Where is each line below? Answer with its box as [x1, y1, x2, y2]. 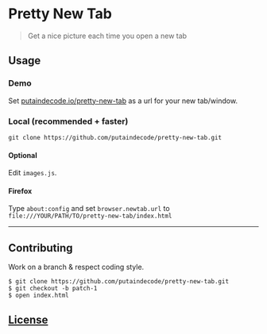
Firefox [8, 186, 33, 195]
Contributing [8, 241, 73, 255]
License [8, 313, 48, 326]
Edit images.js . [8, 168, 57, 178]
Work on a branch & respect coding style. [8, 263, 145, 272]
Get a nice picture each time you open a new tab [27, 31, 188, 40]
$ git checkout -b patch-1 [8, 285, 98, 293]
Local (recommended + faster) [8, 116, 129, 127]
